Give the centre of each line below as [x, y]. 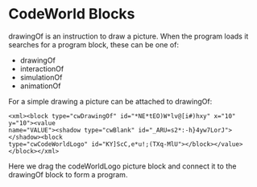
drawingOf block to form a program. [68, 174]
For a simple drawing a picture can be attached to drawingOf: [110, 101]
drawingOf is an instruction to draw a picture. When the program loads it [128, 36]
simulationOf [41, 77]
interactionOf [42, 68]
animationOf [40, 86]
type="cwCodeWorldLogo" [48, 144]
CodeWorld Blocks [72, 14]
